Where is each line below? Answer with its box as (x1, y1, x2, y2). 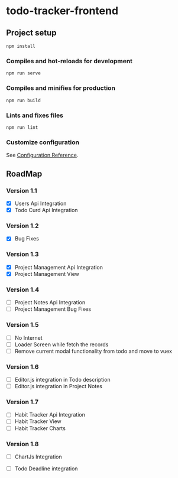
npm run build (6, 97, 41, 103)
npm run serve (6, 70, 41, 76)
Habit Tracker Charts (14, 424, 66, 432)
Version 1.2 (6, 222, 40, 230)
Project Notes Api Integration (14, 299, 86, 306)
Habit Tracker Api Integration (14, 411, 86, 418)
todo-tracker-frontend (6, 4, 119, 18)
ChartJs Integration (14, 453, 62, 460)
